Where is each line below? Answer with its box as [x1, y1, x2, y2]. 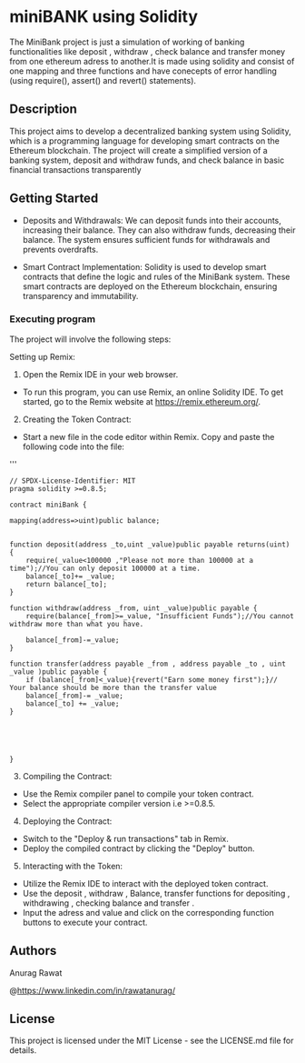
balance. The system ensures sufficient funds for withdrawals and [22, 234, 271, 245]
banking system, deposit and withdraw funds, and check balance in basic [9, 155, 285, 165]
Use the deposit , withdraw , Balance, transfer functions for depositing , [22, 888, 290, 898]
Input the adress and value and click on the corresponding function [22, 907, 275, 918]
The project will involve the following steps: [9, 334, 172, 345]
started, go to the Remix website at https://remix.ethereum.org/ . [22, 396, 261, 406]
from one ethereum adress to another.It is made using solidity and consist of [9, 55, 295, 66]
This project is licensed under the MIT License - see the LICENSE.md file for [9, 1035, 294, 1047]
